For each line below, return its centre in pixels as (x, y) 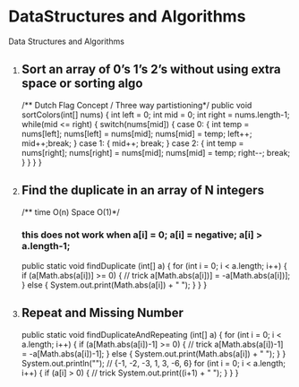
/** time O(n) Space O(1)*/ (70, 211)
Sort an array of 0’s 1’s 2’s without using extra (151, 69)
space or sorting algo (82, 84)
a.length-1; (46, 246)
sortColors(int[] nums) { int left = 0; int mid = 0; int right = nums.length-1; (155, 115)
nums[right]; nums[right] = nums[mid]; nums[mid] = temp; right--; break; (156, 152)
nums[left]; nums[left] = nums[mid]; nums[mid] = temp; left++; (137, 133)
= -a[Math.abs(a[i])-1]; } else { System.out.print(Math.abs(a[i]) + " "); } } (154, 353)
